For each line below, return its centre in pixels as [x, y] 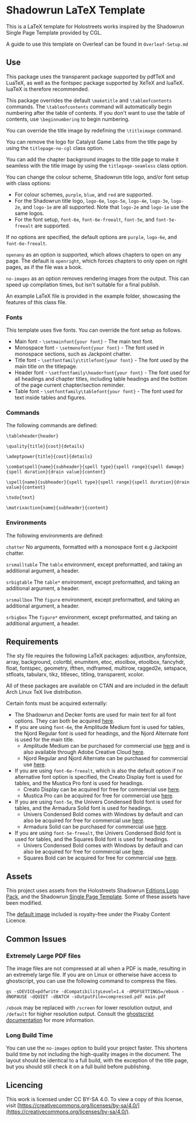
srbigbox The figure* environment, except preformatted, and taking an [92, 617]
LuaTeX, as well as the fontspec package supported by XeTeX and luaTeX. [95, 83]
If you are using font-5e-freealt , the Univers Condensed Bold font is [98, 833]
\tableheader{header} [32, 436]
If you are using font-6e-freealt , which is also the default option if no [99, 771]
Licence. [16, 921]
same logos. [29, 213]
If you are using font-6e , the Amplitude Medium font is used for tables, [100, 727]
